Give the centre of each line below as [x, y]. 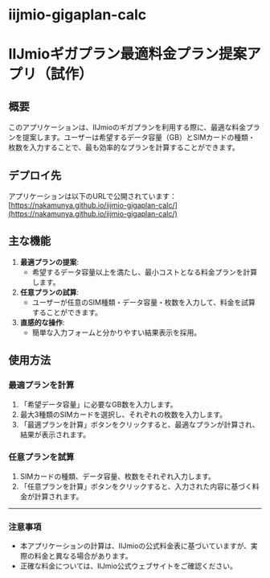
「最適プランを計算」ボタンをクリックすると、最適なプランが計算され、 [139, 424]
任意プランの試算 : [49, 292]
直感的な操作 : [42, 322]
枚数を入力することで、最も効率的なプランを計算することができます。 [124, 147]
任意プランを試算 [41, 457]
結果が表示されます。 [55, 434]
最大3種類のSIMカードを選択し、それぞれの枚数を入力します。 [123, 414]
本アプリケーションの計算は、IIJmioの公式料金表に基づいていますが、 [135, 546]
